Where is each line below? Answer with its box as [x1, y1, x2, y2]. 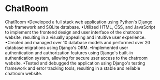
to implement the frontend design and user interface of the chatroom [5, 29, 142, 35]
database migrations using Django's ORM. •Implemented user [5, 45, 129, 50]
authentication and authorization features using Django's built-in [5, 49, 133, 56]
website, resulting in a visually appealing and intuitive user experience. [5, 34, 146, 40]
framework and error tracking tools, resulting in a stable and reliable [5, 65, 140, 71]
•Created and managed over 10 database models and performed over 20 [5, 39, 151, 45]
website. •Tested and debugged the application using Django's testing [5, 60, 145, 66]
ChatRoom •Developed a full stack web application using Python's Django [5, 19, 153, 25]
